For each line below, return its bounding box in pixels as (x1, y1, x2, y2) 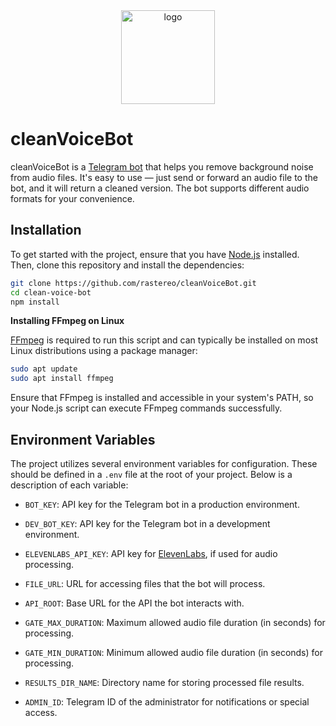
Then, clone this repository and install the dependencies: (10, 259, 245, 271)
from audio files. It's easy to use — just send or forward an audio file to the (10, 171, 318, 183)
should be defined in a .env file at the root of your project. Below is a (10, 468, 293, 480)
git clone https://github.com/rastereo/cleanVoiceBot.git (10, 278, 257, 288)
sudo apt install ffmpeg (10, 374, 114, 384)
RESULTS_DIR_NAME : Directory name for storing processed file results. (24, 676, 305, 688)
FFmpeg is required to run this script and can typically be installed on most (10, 334, 318, 346)
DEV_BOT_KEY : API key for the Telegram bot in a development (24, 517, 271, 529)
